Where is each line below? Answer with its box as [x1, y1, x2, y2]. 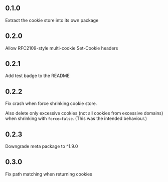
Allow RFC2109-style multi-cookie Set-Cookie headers [5, 45, 118, 51]
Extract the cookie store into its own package [5, 17, 99, 23]
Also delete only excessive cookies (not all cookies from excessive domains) [5, 110, 163, 116]
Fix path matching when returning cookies [5, 171, 93, 177]
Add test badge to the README [5, 72, 70, 79]
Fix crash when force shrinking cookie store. [5, 100, 97, 106]
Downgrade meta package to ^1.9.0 [5, 143, 78, 149]
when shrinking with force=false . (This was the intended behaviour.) [5, 115, 147, 121]
